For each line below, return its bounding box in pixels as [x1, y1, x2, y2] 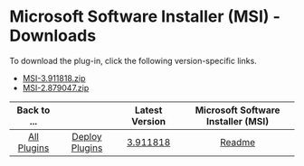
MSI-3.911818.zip [22, 72, 86, 83]
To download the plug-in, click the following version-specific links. [9, 55, 258, 66]
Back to [16, 104, 51, 116]
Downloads [9, 25, 97, 46]
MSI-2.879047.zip [22, 82, 90, 93]
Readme [220, 135, 256, 148]
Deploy [71, 130, 102, 143]
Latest [134, 104, 163, 116]
